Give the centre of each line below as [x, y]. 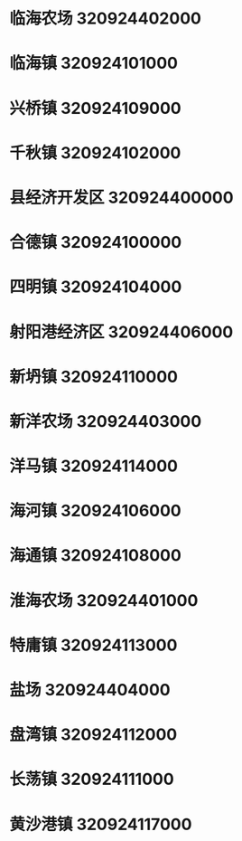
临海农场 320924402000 [105, 19]
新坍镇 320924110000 [94, 377]
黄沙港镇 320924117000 [101, 824]
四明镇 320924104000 [96, 287]
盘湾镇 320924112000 [93, 735]
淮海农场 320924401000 [104, 600]
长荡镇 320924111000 [92, 780]
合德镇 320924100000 [96, 243]
